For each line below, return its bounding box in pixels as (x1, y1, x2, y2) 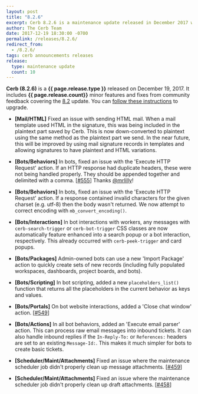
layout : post (6, 8, 38, 15)
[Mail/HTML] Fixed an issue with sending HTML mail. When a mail (14, 116, 176, 123)
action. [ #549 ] (14, 309, 50, 316)
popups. (14, 244, 35, 251)
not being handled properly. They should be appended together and (14, 170, 180, 178)
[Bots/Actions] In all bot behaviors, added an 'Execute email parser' (14, 321, 181, 328)
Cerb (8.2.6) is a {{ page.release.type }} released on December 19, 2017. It (6, 85, 190, 92)
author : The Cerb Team (6, 25, 62, 31)
